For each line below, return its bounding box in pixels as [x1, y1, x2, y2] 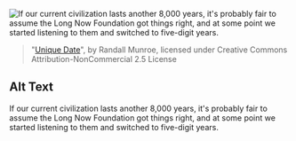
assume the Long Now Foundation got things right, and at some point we [9, 112, 276, 123]
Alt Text [9, 80, 53, 95]
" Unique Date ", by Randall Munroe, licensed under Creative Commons [30, 44, 288, 55]
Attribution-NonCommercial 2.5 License [30, 54, 178, 64]
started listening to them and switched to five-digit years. [9, 121, 220, 132]
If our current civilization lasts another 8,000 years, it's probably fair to [9, 103, 268, 114]
